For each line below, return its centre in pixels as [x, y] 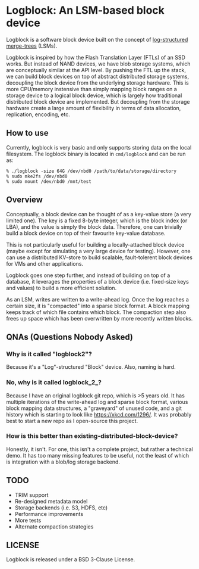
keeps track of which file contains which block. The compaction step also [96, 312]
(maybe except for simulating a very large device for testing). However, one [99, 251]
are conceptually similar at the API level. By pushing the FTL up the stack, [96, 70]
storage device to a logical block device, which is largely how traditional [94, 95]
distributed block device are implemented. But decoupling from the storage [98, 101]
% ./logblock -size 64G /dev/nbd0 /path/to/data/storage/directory [91, 171]
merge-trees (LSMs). [32, 46]
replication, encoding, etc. [38, 114]
